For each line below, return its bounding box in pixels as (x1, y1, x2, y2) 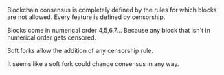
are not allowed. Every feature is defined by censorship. (7, 13, 166, 21)
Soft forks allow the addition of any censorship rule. (7, 47, 153, 55)
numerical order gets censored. (7, 33, 97, 42)
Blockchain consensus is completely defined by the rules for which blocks (7, 6, 217, 14)
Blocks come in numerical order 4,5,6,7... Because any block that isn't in (7, 27, 211, 34)
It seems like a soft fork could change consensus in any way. (7, 60, 179, 67)
